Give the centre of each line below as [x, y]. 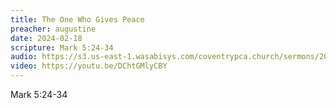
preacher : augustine [53, 29]
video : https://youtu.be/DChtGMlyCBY [89, 66]
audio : [24, 57]
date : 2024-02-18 [46, 38]
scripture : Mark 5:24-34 [62, 47]
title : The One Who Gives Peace [77, 19]
